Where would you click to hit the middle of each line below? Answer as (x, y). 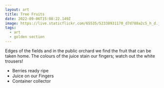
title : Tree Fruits (25, 14)
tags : (10, 28)
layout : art (17, 10)
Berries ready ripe (30, 70)
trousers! (14, 61)
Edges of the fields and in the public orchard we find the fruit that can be (78, 51)
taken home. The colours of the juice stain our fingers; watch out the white (80, 56)
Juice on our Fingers (33, 76)
